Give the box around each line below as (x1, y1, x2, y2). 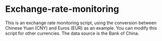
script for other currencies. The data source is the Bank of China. (5, 30, 139, 36)
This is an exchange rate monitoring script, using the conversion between (5, 20, 156, 26)
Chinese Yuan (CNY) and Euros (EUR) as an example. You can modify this (5, 25, 157, 31)
